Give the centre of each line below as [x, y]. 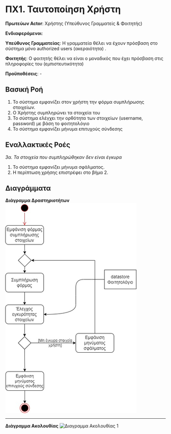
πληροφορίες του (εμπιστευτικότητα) [45, 64]
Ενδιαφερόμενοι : [24, 33]
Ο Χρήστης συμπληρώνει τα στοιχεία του [56, 112]
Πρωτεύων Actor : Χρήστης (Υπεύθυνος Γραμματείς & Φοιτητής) [74, 23]
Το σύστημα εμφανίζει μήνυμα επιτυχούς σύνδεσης [68, 129]
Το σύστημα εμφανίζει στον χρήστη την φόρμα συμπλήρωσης [78, 102]
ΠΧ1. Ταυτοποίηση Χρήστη [63, 9]
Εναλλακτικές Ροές [38, 145]
